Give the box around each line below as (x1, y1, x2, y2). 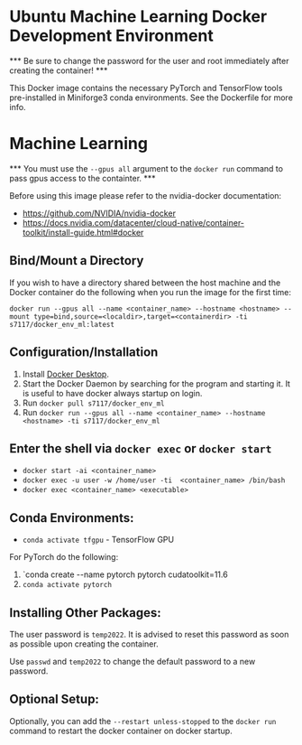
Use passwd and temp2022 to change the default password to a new (9, 656, 256, 666)
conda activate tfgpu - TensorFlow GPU (22, 535, 174, 545)
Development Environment (9, 25, 214, 46)
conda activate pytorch (22, 581, 113, 590)
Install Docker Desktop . (22, 368, 110, 379)
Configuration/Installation (9, 345, 159, 360)
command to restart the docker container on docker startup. (9, 725, 233, 736)
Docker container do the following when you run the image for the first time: (9, 286, 291, 297)
